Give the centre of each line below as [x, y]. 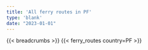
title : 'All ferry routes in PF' [49, 12]
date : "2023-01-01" [31, 23]
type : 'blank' [25, 18]
